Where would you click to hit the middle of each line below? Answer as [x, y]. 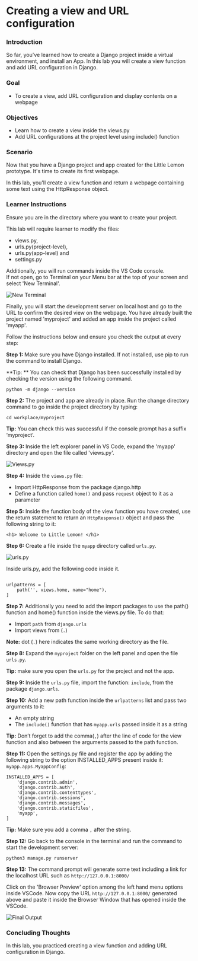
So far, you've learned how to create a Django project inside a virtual [90, 55]
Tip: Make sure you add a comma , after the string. [69, 829]
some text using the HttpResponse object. [58, 189]
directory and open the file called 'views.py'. [60, 452]
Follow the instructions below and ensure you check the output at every [94, 337]
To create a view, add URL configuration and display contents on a [96, 95]
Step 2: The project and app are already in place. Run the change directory [98, 400]
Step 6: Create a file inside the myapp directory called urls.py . [81, 545]
